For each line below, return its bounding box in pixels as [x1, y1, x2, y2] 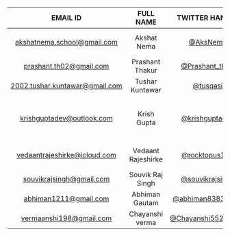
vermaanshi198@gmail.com [21, 213, 112, 223]
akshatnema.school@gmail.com [14, 38, 118, 47]
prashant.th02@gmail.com [23, 62, 110, 70]
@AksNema [188, 38, 227, 47]
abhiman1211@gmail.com [23, 194, 110, 203]
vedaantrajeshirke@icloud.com [16, 150, 116, 159]
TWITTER [177, 13, 209, 23]
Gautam [133, 198, 159, 207]
